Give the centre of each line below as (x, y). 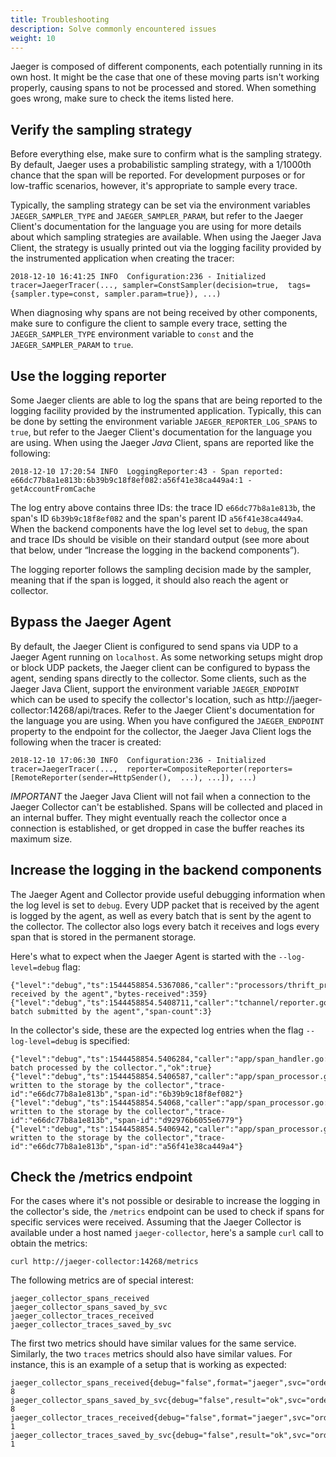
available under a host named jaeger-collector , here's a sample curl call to (167, 1233)
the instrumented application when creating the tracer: (122, 258)
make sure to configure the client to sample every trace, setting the (149, 323)
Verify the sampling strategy (101, 129)
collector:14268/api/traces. (66, 710)
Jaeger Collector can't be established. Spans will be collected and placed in (166, 807)
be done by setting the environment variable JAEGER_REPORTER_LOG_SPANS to (164, 421)
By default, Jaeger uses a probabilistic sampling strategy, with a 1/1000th (161, 165)
